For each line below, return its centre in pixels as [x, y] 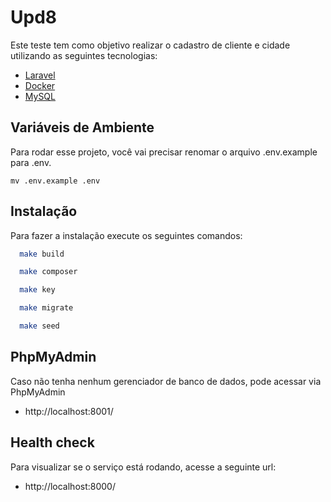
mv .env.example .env [55, 181]
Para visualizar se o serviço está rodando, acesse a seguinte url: [143, 467]
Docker [40, 85]
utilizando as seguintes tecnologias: [84, 55]
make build [42, 254]
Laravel [40, 75]
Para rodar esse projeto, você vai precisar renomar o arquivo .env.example [164, 152]
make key [37, 290]
